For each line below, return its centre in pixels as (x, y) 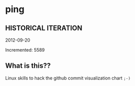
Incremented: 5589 (25, 50)
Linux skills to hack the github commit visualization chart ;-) (68, 78)
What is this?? (28, 66)
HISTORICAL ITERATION (44, 28)
